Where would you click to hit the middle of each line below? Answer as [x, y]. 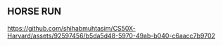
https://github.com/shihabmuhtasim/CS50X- [71, 28]
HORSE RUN [34, 11]
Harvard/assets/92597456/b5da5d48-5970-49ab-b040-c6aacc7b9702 [111, 36]
